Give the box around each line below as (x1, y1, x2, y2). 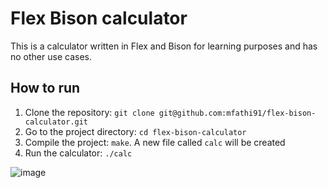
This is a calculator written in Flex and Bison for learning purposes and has (10, 40, 318, 52)
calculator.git (24, 117, 89, 127)
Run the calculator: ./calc (24, 147, 133, 159)
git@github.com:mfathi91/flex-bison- (158, 108, 317, 118)
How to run (10, 80, 81, 97)
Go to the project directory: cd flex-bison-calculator (24, 125, 247, 137)
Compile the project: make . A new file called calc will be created (24, 136, 286, 148)
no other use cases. (10, 50, 92, 62)
